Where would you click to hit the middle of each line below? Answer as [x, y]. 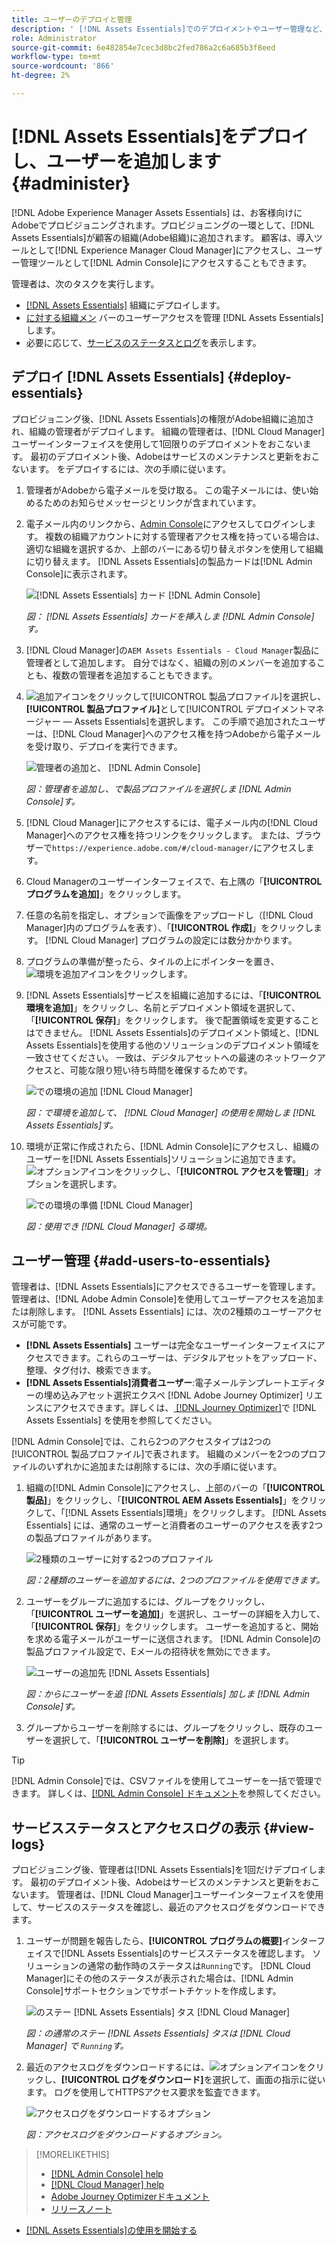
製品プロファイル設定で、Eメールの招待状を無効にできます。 [150, 1652]
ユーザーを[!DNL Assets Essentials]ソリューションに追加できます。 [163, 1158]
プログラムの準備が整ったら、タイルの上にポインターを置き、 [152, 961]
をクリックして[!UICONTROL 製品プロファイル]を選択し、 [207, 696]
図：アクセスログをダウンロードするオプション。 [126, 2135]
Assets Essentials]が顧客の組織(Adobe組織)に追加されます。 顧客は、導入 [162, 237]
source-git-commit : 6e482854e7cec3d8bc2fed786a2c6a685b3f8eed [143, 47]
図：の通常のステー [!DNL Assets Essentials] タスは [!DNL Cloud [158, 2033]
